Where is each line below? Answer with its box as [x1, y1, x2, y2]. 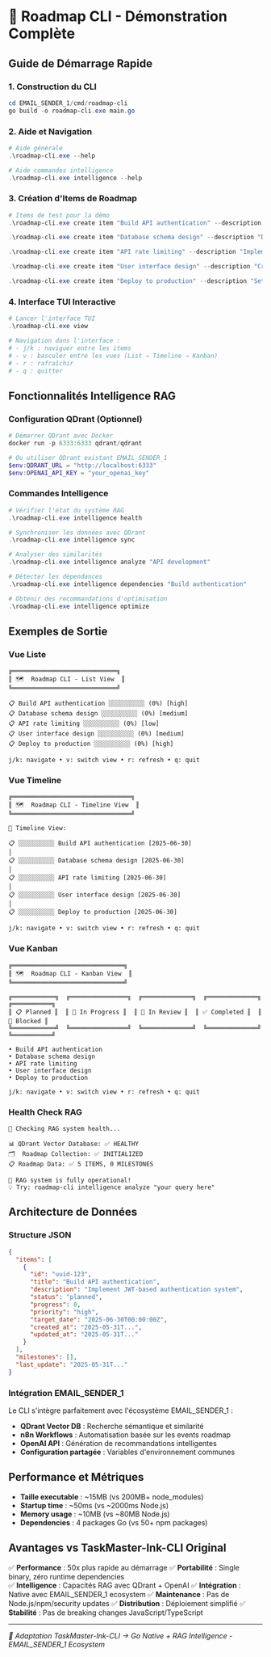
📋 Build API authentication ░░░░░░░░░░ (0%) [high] [8, 699, 189, 708]
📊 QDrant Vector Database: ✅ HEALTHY [8, 1140, 140, 1149]
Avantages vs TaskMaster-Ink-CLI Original [8, 1541, 227, 1555]
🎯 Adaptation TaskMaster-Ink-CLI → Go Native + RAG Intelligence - [8, 1630, 233, 1640]
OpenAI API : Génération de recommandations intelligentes [19, 1438, 218, 1448]
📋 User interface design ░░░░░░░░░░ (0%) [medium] [8, 730, 185, 738]
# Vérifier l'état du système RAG [8, 506, 125, 514]
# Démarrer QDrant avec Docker [8, 432, 114, 440]
